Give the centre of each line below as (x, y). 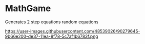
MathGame (28, 8)
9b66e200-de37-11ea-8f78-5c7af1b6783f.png (52, 36)
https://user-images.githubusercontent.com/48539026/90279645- (73, 31)
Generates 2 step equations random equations (52, 22)
